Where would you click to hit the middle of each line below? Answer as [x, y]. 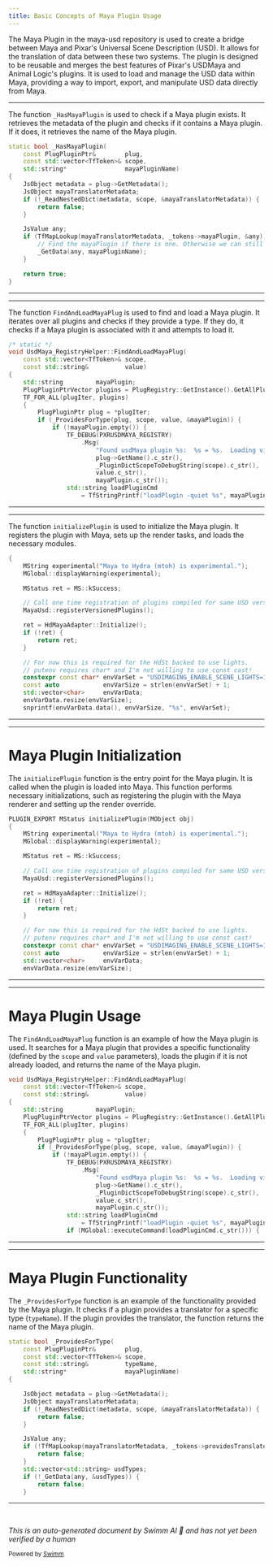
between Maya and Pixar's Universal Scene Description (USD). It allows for [134, 48]
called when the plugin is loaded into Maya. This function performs [120, 787]
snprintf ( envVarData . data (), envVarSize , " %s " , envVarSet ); [127, 708]
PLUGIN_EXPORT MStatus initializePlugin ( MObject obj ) [102, 819]
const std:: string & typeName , [91, 1364]
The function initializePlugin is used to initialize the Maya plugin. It [124, 526]
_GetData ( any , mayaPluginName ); [93, 252]
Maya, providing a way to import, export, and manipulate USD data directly [133, 82]
